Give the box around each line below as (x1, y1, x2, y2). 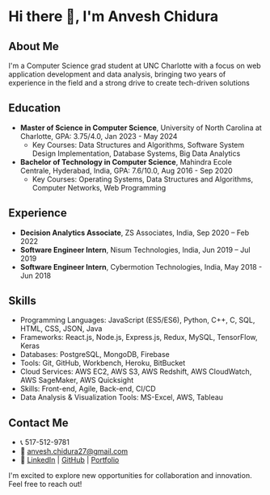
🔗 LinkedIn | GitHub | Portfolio (19, 455, 120, 465)
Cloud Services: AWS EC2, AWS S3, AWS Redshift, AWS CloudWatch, (19, 367, 252, 376)
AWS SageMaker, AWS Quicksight (19, 375, 134, 385)
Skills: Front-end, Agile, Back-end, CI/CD (19, 384, 156, 394)
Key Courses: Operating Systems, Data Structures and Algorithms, (32, 174, 253, 184)
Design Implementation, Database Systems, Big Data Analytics (32, 149, 241, 158)
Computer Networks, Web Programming (32, 182, 167, 192)
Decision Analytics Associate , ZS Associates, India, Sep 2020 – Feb (19, 228, 250, 237)
